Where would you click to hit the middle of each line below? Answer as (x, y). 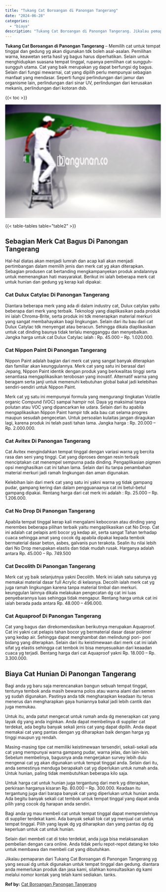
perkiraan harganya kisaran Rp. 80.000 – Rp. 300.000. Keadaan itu (73, 788)
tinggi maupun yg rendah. (31, 738)
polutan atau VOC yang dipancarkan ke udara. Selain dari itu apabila (75, 407)
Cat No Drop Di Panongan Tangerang (50, 511)
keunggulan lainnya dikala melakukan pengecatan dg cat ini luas (71, 592)
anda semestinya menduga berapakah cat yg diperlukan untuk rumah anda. (82, 768)
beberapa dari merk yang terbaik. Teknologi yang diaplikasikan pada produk (83, 311)
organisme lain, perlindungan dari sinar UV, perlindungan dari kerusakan (79, 83)
